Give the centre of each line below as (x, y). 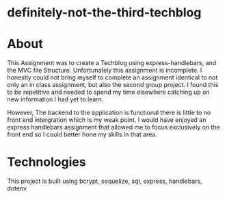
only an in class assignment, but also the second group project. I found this (113, 85)
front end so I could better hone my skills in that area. (82, 134)
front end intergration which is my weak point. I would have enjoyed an (107, 120)
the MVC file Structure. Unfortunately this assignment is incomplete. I (105, 71)
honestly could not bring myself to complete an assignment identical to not (112, 77)
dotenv (17, 188)
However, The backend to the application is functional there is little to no (109, 113)
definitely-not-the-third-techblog (104, 13)
